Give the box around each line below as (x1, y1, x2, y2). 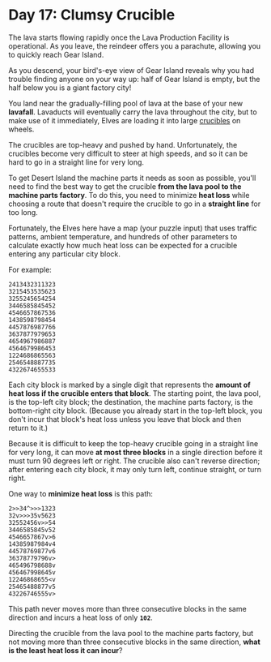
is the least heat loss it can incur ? (8, 645, 123, 655)
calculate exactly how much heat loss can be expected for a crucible (8, 240, 238, 250)
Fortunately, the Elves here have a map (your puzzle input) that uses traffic (8, 223, 257, 233)
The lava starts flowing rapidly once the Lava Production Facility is (8, 32, 230, 42)
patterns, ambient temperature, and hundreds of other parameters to (8, 231, 238, 241)
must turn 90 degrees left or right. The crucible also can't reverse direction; (8, 456, 260, 466)
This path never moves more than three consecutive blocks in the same (8, 604, 247, 613)
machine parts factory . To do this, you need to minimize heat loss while (8, 190, 250, 200)
